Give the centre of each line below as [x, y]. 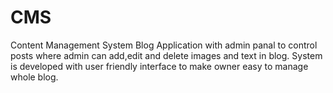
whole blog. [34, 77]
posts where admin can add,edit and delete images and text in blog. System [166, 55]
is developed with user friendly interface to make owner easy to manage [159, 66]
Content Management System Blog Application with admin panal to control [164, 45]
